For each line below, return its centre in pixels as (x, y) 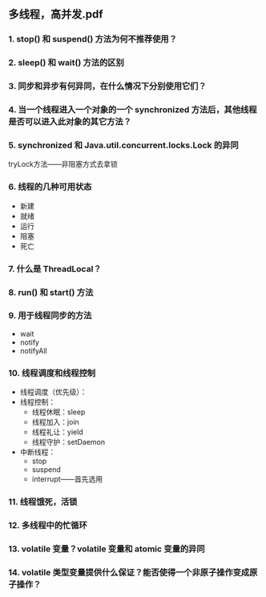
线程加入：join (56, 422)
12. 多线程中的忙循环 (48, 525)
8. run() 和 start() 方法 (51, 292)
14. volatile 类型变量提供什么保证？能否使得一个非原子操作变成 (129, 572)
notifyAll (33, 350)
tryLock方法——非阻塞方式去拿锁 (63, 164)
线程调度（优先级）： (53, 392)
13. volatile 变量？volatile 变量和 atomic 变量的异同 (107, 549)
